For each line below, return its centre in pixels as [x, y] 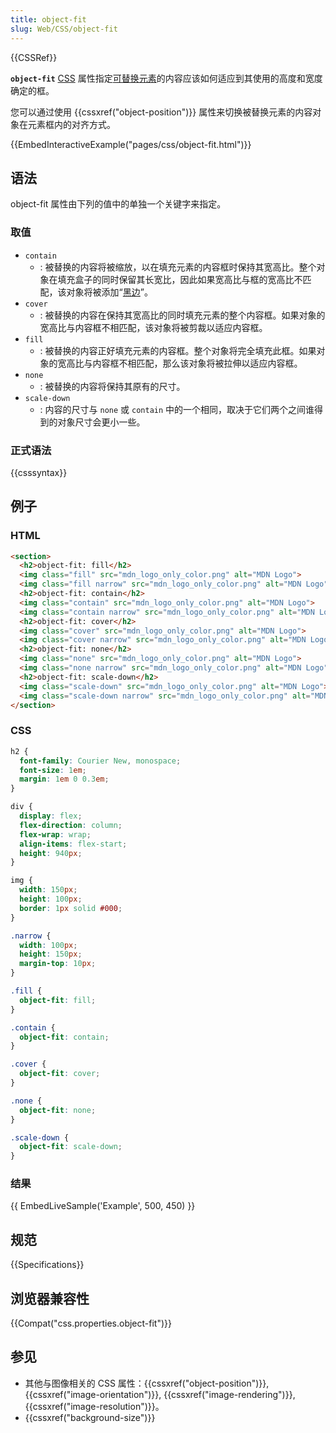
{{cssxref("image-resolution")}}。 [94, 1406]
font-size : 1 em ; [53, 770]
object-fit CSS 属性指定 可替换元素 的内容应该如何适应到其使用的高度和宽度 [166, 78]
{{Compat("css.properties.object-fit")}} [91, 1323]
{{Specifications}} [47, 1265]
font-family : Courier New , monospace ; [100, 761]
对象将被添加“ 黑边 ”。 [109, 292]
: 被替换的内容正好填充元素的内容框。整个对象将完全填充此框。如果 [178, 350]
